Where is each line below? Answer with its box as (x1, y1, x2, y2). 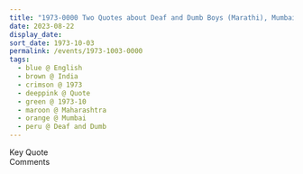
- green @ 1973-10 (17, 96, 87, 106)
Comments (9, 157, 50, 167)
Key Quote (9, 147, 49, 158)
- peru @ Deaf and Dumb (17, 123, 106, 132)
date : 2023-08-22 (9, 22, 75, 31)
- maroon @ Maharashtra (17, 105, 106, 114)
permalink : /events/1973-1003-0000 (9, 47, 143, 56)
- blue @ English (17, 64, 83, 73)
